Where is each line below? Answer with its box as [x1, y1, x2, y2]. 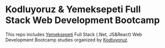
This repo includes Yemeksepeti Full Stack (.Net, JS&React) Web [5, 31, 142, 37]
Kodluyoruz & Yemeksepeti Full [5, 4, 141, 15]
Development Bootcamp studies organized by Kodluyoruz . [5, 37, 129, 43]
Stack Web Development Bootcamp [5, 14, 160, 26]
